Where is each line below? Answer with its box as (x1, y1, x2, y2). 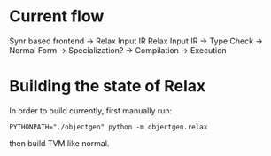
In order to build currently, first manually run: (9, 105, 173, 116)
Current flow (9, 6, 105, 27)
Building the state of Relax (9, 76, 206, 97)
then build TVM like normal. (9, 137, 110, 148)
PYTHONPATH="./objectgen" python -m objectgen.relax (9, 122, 208, 131)
